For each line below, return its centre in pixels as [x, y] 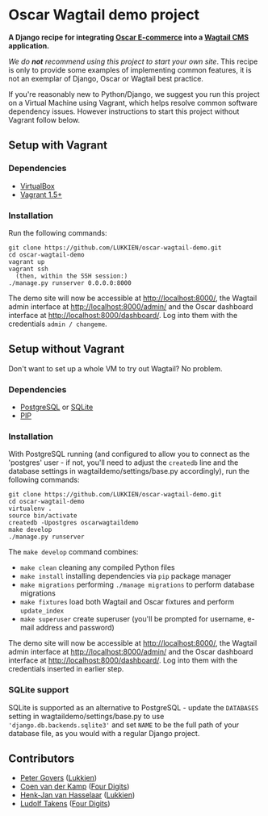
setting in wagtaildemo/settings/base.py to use [86, 716]
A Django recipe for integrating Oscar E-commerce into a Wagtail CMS [128, 37]
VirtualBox [37, 186]
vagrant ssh [28, 269]
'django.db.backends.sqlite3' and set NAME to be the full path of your [124, 725]
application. [29, 45]
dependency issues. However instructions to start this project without [124, 111]
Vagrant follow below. [44, 119]
